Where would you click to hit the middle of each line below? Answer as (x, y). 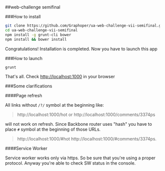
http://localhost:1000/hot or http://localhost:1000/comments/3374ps (86, 114)
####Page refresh (24, 96)
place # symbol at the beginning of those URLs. (53, 129)
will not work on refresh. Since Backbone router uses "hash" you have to (79, 124)
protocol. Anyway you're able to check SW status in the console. (70, 163)
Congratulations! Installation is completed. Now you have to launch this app (81, 49)
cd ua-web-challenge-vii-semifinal (41, 30)
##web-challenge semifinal (33, 7)
